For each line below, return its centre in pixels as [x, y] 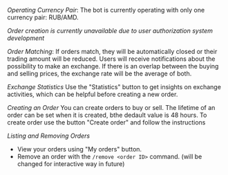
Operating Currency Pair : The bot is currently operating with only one [106, 10]
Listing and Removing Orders [49, 136]
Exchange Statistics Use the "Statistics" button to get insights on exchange [114, 87]
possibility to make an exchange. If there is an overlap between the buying [113, 66]
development [26, 38]
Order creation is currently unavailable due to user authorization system [110, 31]
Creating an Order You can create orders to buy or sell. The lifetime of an [111, 108]
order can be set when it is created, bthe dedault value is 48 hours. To [107, 115]
